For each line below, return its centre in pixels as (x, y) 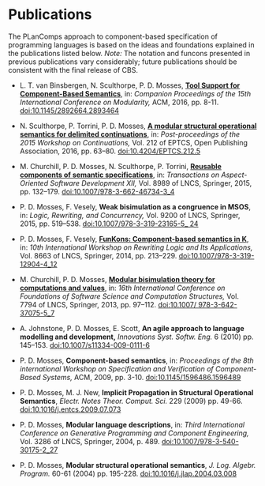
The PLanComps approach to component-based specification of (113, 36)
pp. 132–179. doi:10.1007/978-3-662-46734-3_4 (97, 191)
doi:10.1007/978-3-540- (200, 441)
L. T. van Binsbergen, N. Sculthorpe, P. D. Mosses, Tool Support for (130, 85)
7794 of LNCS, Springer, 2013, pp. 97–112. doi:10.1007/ (108, 304)
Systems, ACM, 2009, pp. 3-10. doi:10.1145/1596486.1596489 (142, 377)
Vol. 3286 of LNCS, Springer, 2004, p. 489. (90, 441)
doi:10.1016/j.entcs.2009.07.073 (70, 409)
